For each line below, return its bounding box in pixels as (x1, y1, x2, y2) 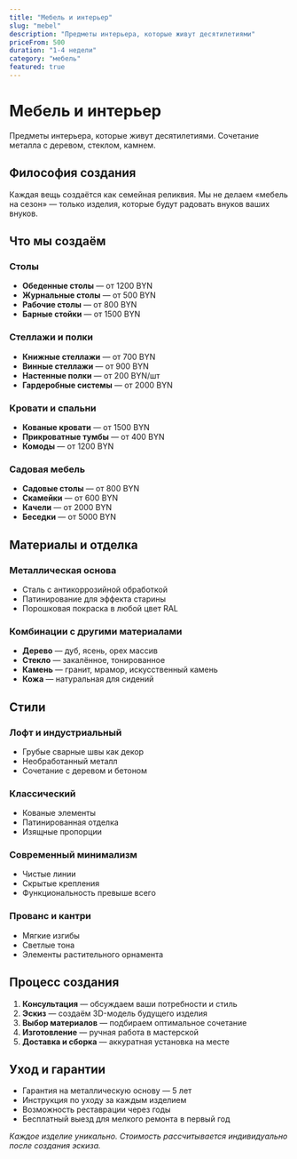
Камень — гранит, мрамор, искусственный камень (21, 664, 219, 675)
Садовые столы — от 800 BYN (21, 484, 140, 494)
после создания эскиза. (9, 1140, 101, 1151)
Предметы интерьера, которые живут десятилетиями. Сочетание (9, 130, 260, 140)
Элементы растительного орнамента (21, 948, 164, 960)
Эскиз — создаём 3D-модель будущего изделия (21, 1008, 208, 1019)
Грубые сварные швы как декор (21, 746, 145, 756)
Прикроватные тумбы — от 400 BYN (21, 431, 166, 442)
